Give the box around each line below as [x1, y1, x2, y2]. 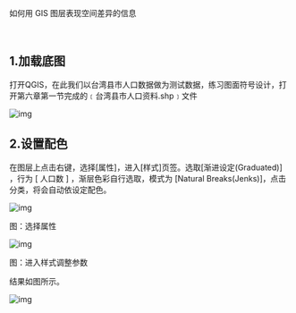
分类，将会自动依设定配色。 [9, 184, 112, 195]
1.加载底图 [9, 54, 66, 69]
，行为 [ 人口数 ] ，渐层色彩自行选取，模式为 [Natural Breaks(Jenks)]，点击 [9, 173, 286, 183]
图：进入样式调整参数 [9, 257, 88, 267]
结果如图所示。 [9, 275, 64, 286]
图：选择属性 [9, 220, 56, 231]
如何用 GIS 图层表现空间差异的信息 [9, 8, 137, 18]
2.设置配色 [9, 137, 69, 152]
